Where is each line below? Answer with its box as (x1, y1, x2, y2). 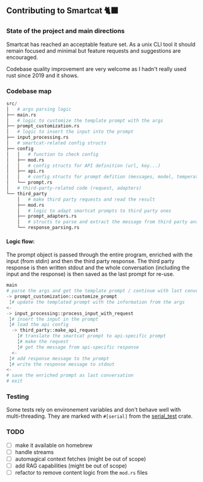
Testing (6, 392, 29, 401)
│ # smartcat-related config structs (6, 140, 107, 146)
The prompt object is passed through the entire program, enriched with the (6, 251, 193, 258)
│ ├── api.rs (6, 168, 45, 175)
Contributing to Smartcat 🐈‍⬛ (6, 5, 119, 16)
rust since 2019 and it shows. (6, 72, 79, 79)
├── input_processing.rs (6, 135, 69, 141)
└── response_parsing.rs (17, 224, 80, 231)
